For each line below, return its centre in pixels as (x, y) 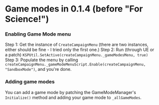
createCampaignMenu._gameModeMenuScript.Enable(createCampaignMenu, (75, 65)
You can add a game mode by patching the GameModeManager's (71, 92)
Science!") (27, 19)
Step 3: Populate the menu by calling (42, 60)
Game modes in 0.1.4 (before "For (74, 9)
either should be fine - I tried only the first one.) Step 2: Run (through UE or (80, 50)
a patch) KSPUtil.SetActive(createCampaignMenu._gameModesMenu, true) (77, 55)
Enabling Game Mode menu (38, 34)
